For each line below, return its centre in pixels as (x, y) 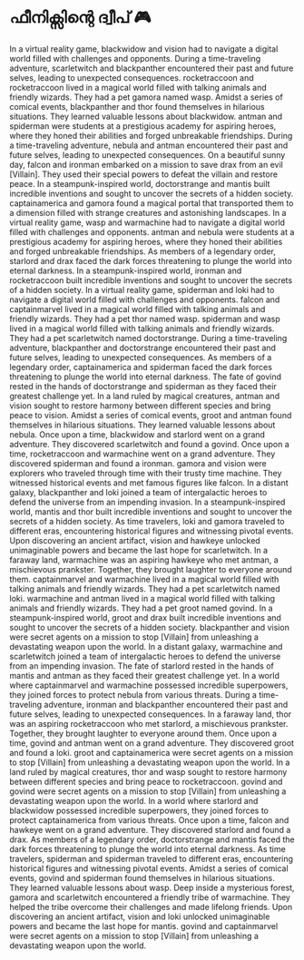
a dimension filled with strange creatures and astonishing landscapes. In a (148, 212)
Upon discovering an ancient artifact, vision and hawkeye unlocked (135, 540)
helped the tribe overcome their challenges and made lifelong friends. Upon (151, 906)
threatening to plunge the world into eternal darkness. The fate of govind (146, 377)
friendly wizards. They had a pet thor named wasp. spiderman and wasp (145, 318)
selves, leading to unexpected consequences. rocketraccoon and (132, 77)
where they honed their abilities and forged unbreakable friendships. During (151, 135)
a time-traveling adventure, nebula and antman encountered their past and (149, 145)
